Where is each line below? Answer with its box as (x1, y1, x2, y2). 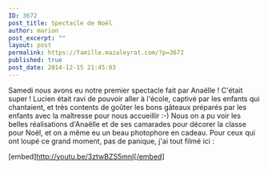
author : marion (8, 26, 59, 34)
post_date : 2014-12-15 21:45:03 (8, 64, 116, 72)
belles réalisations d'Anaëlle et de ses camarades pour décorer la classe (8, 119, 246, 128)
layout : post (8, 41, 52, 49)
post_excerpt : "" (8, 33, 66, 42)
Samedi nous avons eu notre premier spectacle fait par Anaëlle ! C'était (8, 85, 243, 95)
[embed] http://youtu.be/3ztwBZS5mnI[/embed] (8, 151, 166, 161)
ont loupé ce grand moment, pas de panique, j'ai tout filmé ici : (8, 136, 214, 146)
